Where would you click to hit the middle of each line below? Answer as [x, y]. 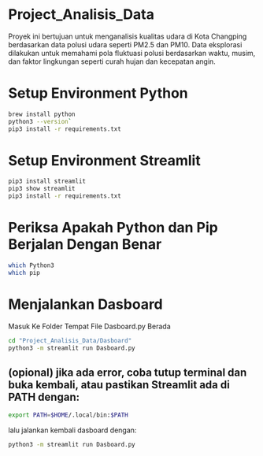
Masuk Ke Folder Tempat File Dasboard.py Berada [89, 326]
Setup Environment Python [98, 93]
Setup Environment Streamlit [104, 160]
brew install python [42, 114]
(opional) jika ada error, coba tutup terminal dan [128, 372]
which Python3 [31, 265]
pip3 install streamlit [47, 182]
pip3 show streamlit [42, 189]
